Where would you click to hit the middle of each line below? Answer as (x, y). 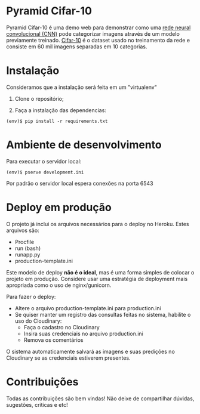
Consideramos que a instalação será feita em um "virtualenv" (81, 87)
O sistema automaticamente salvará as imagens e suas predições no (90, 351)
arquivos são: (23, 230)
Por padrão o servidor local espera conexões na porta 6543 (80, 183)
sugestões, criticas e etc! (37, 404)
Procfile (24, 242)
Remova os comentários (53, 340)
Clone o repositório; (39, 98)
